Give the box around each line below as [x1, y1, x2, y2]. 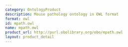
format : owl [5, 16, 30, 21]
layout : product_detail [5, 35, 55, 40]
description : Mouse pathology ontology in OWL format [5, 12, 119, 17]
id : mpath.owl [5, 21, 35, 26]
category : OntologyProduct [5, 7, 61, 12]
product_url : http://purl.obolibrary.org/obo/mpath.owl [5, 30, 123, 35]
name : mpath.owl [5, 25, 39, 30]
